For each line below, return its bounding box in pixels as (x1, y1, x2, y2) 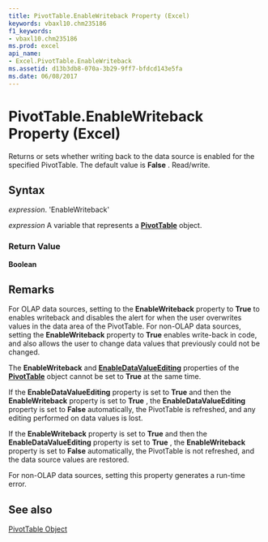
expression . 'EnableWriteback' (8, 204, 110, 215)
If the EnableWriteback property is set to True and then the (8, 429, 208, 439)
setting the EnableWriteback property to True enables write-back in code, (8, 330, 257, 340)
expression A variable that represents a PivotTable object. (8, 221, 202, 230)
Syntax (8, 183, 45, 197)
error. (8, 480, 27, 489)
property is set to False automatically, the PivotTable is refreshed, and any (8, 405, 257, 415)
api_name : (8, 49, 42, 58)
